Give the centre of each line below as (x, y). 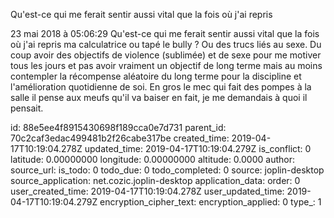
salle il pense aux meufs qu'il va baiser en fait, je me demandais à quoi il (159, 97)
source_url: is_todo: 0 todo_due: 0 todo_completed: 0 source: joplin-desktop (167, 170)
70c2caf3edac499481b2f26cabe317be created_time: (120, 138)
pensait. (27, 108)
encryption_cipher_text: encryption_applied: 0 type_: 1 (210, 202)
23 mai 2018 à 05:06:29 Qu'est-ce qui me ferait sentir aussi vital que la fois (165, 33)
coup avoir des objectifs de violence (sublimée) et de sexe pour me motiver (166, 55)
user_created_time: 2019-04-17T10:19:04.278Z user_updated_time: (147, 191)
